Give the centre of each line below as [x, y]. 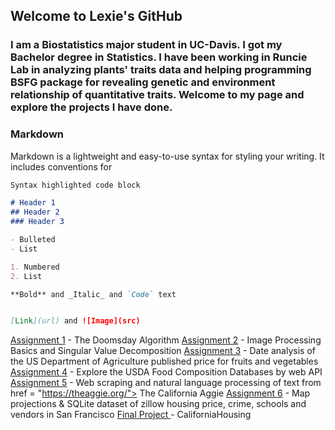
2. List [26, 276]
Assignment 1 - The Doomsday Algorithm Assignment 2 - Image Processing [166, 340]
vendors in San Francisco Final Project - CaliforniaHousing [131, 415]
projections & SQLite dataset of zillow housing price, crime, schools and [158, 404]
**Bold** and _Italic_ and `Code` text [93, 294]
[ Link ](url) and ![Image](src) [75, 321]
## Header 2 [35, 212]
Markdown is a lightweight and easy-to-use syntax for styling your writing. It [167, 156]
